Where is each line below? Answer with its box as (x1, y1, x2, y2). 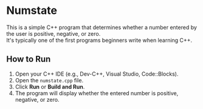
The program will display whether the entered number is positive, (15, 89, 179, 97)
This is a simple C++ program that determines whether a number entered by (6, 24, 198, 31)
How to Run (6, 54, 51, 64)
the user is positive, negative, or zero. (6, 30, 101, 37)
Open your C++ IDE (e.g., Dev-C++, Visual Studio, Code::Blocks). (15, 70, 179, 78)
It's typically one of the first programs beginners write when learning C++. (6, 36, 193, 44)
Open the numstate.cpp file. (15, 76, 84, 84)
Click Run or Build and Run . (15, 83, 85, 90)
